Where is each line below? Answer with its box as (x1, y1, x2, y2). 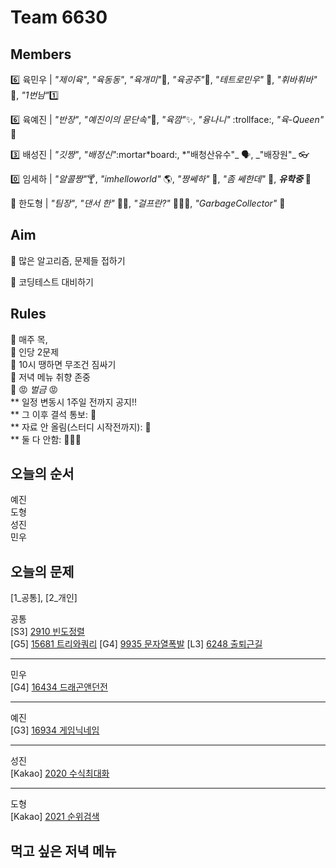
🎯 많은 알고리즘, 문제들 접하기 (10, 254, 126, 266)
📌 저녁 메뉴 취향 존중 (10, 371, 91, 383)
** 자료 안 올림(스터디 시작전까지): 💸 (10, 421, 152, 433)
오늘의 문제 (10, 563, 75, 580)
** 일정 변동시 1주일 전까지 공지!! (10, 396, 138, 408)
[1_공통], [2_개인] (10, 592, 78, 604)
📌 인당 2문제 (10, 346, 60, 358)
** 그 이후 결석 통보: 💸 (10, 408, 97, 420)
